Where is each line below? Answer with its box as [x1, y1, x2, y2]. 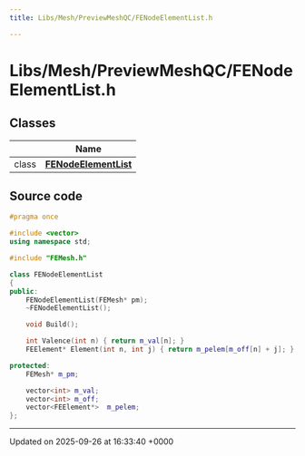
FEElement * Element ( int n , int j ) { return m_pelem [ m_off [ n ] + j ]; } [25, 345, 295, 354]
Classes [9, 115, 56, 131]
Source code [9, 189, 84, 204]
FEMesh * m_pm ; [25, 369, 79, 379]
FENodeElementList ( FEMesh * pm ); [25, 296, 148, 305]
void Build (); [25, 320, 79, 329]
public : [9, 286, 39, 296]
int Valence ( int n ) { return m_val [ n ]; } [25, 336, 185, 345]
